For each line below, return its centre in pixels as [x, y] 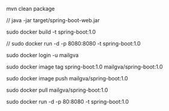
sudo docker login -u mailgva [43, 55]
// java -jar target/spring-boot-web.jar [53, 20]
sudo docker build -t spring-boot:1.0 [51, 32]
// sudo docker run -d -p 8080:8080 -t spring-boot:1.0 [74, 43]
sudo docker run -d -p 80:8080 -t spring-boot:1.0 [68, 102]
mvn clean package [31, 9]
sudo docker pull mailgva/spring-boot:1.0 [57, 90]
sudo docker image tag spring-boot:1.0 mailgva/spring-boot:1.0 [85, 67]
